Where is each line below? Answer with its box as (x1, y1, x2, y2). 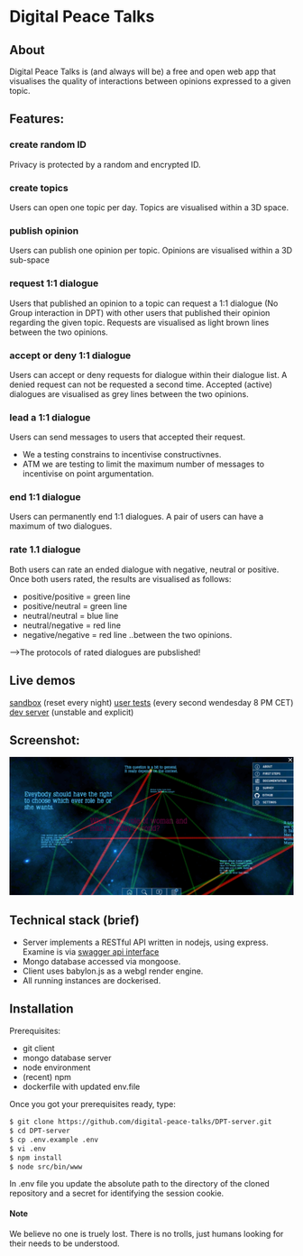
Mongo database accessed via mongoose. (22, 956, 181, 966)
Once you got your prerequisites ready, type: (9, 1098, 176, 1109)
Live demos (9, 673, 76, 688)
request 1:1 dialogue (9, 277, 99, 290)
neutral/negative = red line (22, 620, 122, 631)
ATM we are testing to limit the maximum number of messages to (22, 458, 264, 470)
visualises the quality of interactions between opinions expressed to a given (9, 76, 291, 87)
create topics (9, 181, 69, 194)
